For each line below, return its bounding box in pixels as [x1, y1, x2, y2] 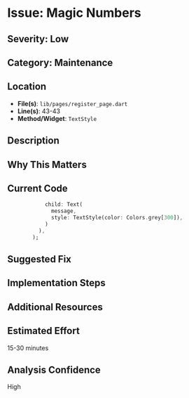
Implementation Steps [7, 277, 106, 289]
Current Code [7, 182, 68, 194]
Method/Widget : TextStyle [17, 114, 97, 122]
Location [7, 81, 47, 93]
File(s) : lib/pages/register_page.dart [17, 99, 128, 108]
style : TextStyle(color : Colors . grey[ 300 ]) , [51, 214, 183, 222]
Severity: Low [7, 33, 69, 45]
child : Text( [44, 201, 83, 208]
